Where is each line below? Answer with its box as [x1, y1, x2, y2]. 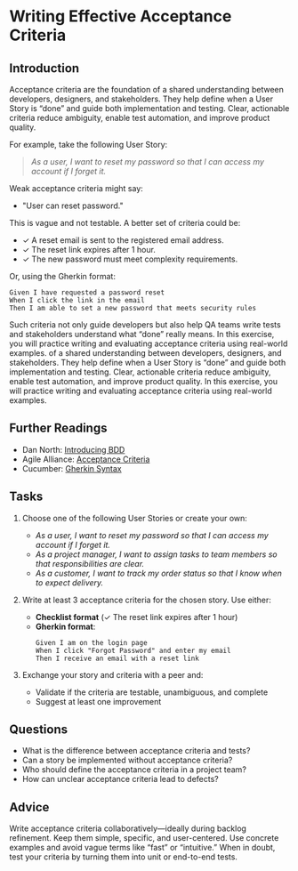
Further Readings [9, 421, 108, 436]
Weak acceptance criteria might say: [9, 183, 144, 193]
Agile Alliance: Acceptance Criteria [21, 454, 150, 464]
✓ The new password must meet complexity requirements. [21, 254, 238, 264]
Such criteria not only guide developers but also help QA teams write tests [9, 319, 282, 330]
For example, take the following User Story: [9, 140, 168, 149]
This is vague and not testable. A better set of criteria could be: [9, 218, 241, 228]
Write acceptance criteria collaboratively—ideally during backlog [9, 823, 247, 834]
